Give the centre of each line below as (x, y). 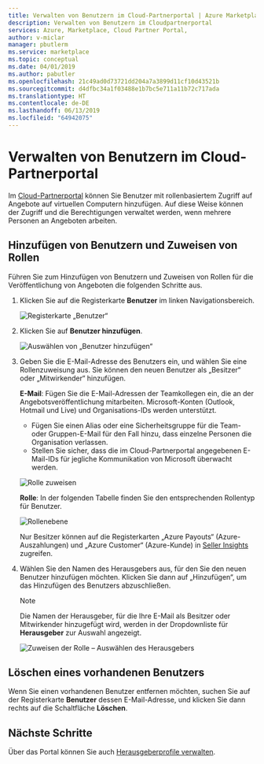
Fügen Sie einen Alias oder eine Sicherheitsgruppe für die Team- (136, 425)
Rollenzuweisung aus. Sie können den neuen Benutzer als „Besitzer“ (130, 369)
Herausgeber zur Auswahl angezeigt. (81, 632)
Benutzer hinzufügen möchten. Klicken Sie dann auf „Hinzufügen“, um (133, 577)
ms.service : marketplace (49, 52)
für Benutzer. (41, 506)
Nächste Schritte (50, 733)
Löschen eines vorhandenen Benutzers (106, 673)
